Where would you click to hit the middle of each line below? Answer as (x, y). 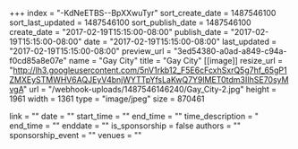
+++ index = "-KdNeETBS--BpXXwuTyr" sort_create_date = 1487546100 (143, 13)
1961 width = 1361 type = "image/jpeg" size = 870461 (107, 99)
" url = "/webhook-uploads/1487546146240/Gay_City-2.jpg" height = (150, 89)
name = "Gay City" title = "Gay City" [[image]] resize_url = (176, 61)
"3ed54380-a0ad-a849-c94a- (230, 51)
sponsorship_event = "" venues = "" (76, 135)
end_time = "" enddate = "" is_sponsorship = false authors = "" (125, 126)
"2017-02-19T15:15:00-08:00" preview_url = (90, 51)
